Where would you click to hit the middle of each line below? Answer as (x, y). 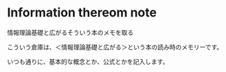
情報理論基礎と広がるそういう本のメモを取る (70, 32)
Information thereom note (82, 13)
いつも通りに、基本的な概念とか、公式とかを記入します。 (88, 61)
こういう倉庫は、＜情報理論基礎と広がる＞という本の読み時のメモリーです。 (115, 47)
